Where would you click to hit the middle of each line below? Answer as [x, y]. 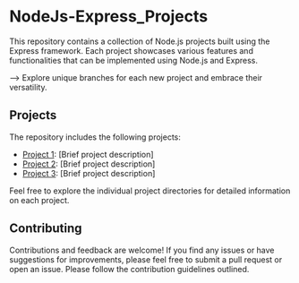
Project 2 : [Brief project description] [89, 164]
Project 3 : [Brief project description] [89, 173]
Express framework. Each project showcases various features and [131, 50]
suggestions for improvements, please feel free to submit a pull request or [146, 259]
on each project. [39, 200]
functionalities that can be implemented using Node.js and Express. [133, 60]
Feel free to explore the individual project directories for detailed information [150, 191]
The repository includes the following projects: [95, 137]
